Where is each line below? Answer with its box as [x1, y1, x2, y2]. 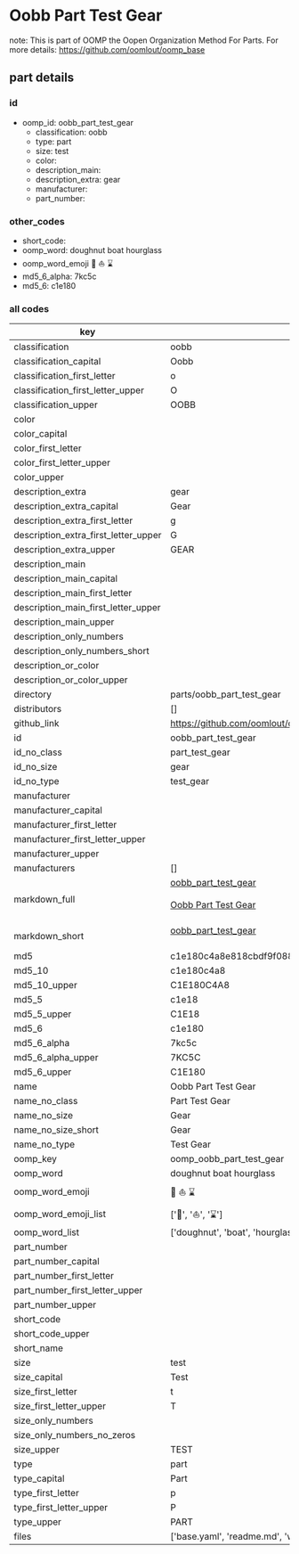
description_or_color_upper [13, 674, 128, 686]
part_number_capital [13, 1255, 100, 1268]
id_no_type [13, 775, 60, 788]
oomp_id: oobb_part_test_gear [21, 117, 134, 127]
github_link [13, 717, 60, 730]
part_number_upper [13, 1298, 97, 1311]
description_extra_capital [13, 500, 118, 512]
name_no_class [13, 1095, 78, 1108]
